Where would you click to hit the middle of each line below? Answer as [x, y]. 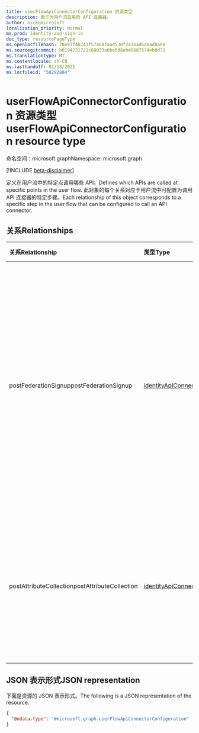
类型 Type [157, 252]
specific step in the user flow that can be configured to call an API [87, 204]
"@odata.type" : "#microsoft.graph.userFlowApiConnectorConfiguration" [100, 719]
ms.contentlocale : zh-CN [37, 61]
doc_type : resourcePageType [41, 39]
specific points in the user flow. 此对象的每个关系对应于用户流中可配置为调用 [99, 190]
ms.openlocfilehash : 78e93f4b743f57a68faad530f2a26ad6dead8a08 [86, 45]
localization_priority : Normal [45, 28]
